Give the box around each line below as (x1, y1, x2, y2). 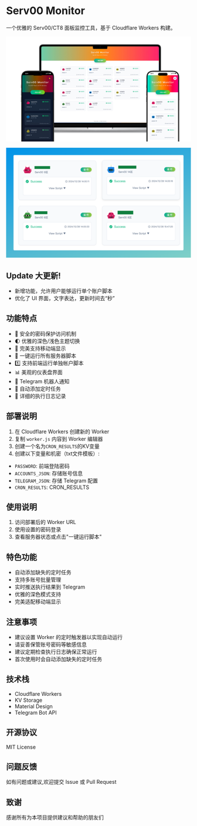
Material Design (14, 702, 53, 710)
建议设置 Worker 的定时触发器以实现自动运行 (14, 633, 123, 640)
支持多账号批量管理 (14, 576, 62, 583)
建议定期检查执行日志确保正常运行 (14, 648, 97, 655)
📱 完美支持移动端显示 (14, 345, 66, 352)
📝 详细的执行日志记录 (14, 392, 66, 399)
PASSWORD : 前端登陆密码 (14, 462, 70, 470)
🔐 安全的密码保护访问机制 (14, 330, 76, 337)
